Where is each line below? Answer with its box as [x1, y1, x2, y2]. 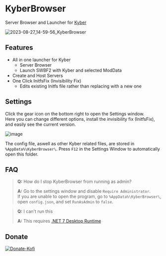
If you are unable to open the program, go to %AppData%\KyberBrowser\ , [17, 193, 162, 199]
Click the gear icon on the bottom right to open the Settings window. [5, 110, 145, 117]
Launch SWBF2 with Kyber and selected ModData [19, 67, 122, 73]
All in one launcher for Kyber [12, 57, 71, 63]
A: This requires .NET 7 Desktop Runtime [17, 218, 102, 224]
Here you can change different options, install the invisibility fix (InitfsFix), [5, 116, 155, 122]
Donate [5, 232, 28, 241]
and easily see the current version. [5, 121, 76, 127]
